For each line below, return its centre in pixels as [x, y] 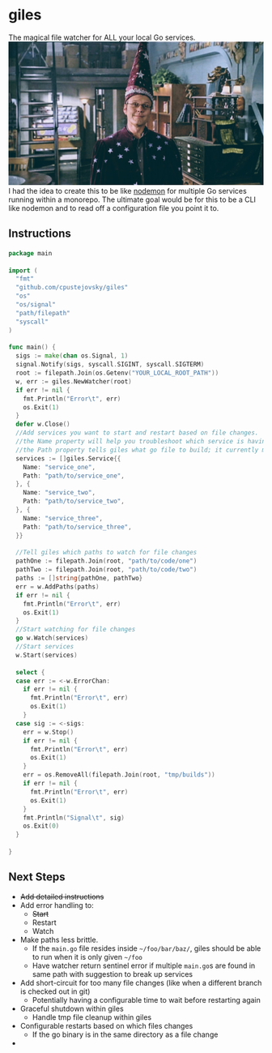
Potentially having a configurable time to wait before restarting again [146, 999]
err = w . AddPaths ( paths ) [57, 586]
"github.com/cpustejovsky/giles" [72, 288]
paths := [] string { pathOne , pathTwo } [79, 578]
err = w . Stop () [49, 732]
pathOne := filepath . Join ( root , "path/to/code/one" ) [106, 561]
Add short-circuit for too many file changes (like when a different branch [141, 982]
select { [30, 672]
